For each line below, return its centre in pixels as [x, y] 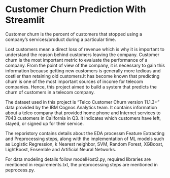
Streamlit [25, 20]
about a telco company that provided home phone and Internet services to [83, 113]
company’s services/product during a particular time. [61, 39]
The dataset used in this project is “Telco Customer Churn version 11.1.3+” [82, 102]
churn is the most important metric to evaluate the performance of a [76, 60]
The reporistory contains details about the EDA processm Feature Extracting [85, 133]
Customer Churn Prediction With [76, 9]
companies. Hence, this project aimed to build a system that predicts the [81, 86]
